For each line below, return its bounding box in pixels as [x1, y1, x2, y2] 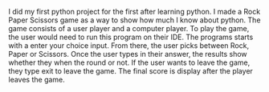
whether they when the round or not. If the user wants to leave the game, [8, 58, 251, 67]
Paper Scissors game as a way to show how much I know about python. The [8, 15, 261, 25]
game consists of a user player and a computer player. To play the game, [8, 24, 250, 33]
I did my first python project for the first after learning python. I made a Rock [8, 7, 261, 16]
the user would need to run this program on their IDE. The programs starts [8, 32, 254, 42]
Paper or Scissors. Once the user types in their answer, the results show [8, 50, 247, 58]
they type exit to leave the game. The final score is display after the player [8, 66, 253, 75]
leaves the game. [8, 75, 66, 84]
